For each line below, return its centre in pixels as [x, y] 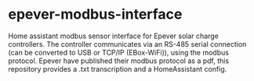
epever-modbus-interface [95, 14]
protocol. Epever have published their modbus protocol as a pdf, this [119, 61]
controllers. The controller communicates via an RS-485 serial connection [127, 44]
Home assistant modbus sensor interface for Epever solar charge [114, 36]
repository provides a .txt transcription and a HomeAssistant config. [118, 69]
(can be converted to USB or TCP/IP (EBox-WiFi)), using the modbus [119, 52]
